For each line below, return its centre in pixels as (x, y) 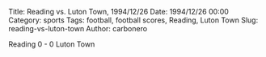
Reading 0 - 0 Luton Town (52, 44)
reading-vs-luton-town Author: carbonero (78, 28)
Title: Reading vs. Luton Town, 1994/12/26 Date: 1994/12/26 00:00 (118, 12)
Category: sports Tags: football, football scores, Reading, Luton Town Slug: (133, 20)
